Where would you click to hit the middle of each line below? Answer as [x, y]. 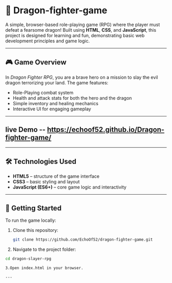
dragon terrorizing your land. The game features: [57, 82]
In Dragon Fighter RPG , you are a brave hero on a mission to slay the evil [82, 77]
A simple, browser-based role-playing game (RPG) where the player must [83, 25]
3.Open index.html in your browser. [44, 268]
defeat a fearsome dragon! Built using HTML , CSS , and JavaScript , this [81, 30]
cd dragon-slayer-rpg [28, 259]
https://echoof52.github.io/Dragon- [106, 130]
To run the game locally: [31, 220]
